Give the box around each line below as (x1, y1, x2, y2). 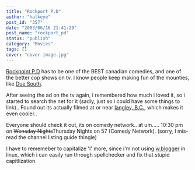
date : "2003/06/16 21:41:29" (6, 24, 77, 31)
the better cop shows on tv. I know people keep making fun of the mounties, (6, 74, 190, 81)
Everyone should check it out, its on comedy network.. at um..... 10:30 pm (6, 121, 183, 128)
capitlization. (6, 157, 37, 164)
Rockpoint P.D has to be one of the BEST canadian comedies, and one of (6, 68, 182, 75)
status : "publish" (6, 36, 51, 41)
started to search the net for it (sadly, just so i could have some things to (6, 97, 180, 105)
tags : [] (6, 47, 27, 52)
